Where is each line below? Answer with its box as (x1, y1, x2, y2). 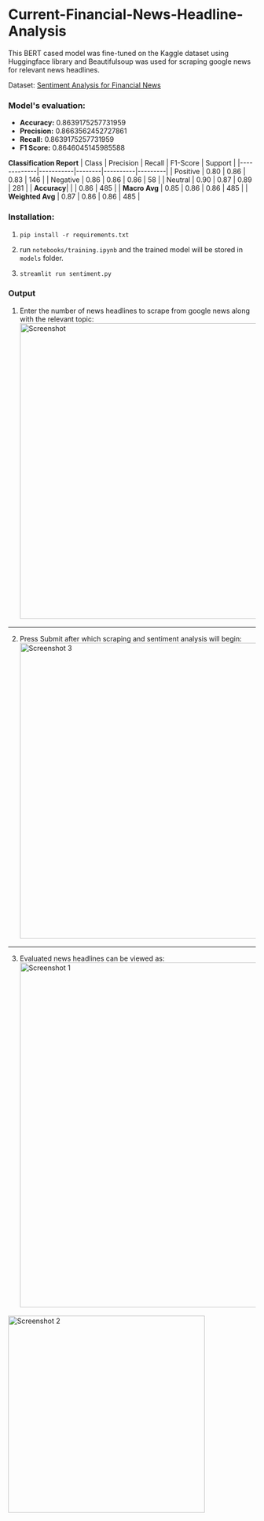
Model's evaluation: (8, 100, 86, 111)
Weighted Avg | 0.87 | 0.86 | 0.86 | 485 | (8, 192, 141, 202)
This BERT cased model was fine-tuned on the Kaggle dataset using (8, 48, 229, 58)
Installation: (8, 211, 55, 222)
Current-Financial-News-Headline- (8, 6, 244, 24)
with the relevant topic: (19, 314, 94, 324)
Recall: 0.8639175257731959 (19, 135, 115, 144)
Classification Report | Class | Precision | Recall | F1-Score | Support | (8, 158, 236, 168)
